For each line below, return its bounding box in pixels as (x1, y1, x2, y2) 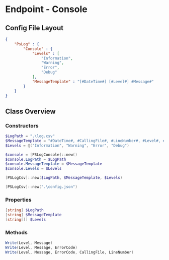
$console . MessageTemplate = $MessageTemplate (5, 161, 102, 167)
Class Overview (5, 107, 56, 115)
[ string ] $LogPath (5, 208, 44, 213)
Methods (5, 229, 28, 236)
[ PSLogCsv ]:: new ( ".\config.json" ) (5, 184, 78, 189)
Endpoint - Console (5, 4, 88, 15)
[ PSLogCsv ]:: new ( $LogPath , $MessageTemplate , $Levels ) (5, 175, 123, 180)
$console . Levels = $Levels (5, 166, 62, 171)
